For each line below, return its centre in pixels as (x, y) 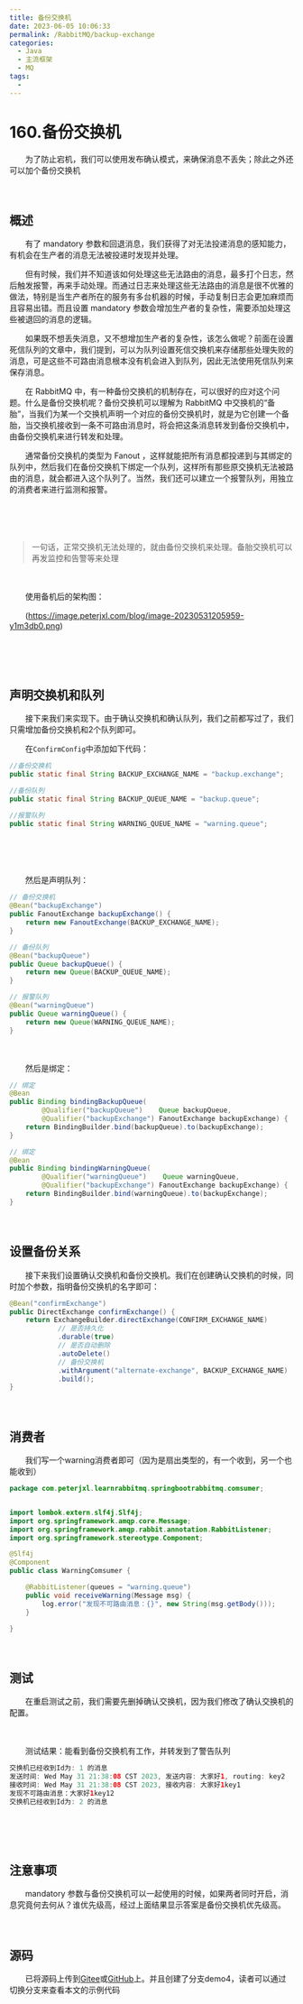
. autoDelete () (84, 1354)
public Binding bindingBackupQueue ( (78, 1102)
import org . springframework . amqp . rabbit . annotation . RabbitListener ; (141, 1530)
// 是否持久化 (80, 1328)
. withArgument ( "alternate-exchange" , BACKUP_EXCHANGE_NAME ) (173, 1370)
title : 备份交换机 (41, 18)
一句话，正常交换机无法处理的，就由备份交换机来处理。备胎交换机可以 (162, 547)
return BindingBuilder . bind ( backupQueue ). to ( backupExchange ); (145, 1127)
